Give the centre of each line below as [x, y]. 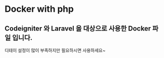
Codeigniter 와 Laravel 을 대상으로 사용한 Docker [78, 28]
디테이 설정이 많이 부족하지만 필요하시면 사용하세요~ [55, 50]
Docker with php [39, 9]
